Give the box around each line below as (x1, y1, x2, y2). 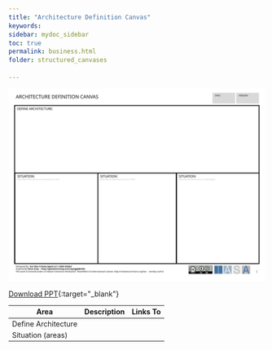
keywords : (8, 21, 42, 30)
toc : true (8, 39, 42, 47)
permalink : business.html (8, 47, 96, 56)
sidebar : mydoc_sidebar (8, 30, 90, 38)
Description (84, 307, 125, 317)
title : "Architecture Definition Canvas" (8, 13, 151, 21)
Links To (131, 307, 161, 317)
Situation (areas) (11, 330, 68, 339)
